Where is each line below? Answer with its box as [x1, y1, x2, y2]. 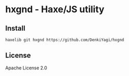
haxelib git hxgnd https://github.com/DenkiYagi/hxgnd [5, 37, 124, 42]
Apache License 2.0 [5, 65, 47, 71]
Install [5, 24, 25, 33]
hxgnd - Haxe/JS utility [5, 4, 105, 15]
